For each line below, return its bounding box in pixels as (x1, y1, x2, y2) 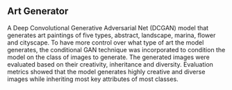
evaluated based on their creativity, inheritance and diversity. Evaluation (7, 60, 214, 68)
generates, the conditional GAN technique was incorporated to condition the (7, 45, 226, 54)
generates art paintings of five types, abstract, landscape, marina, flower (7, 31, 216, 39)
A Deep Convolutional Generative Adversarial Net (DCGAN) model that (7, 23, 209, 32)
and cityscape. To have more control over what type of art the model (7, 38, 204, 47)
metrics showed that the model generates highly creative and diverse (7, 67, 206, 76)
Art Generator (7, 5, 69, 17)
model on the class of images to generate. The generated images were (7, 53, 210, 61)
